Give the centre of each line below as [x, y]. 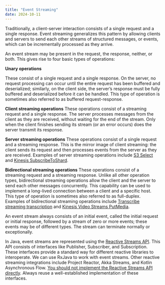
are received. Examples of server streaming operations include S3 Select [79, 155]
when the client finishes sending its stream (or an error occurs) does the [79, 124]
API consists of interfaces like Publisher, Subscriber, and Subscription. [76, 246]
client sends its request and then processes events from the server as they [81, 150]
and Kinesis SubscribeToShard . [37, 160]
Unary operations [23, 68]
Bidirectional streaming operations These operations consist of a [72, 170]
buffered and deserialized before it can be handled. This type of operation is [82, 94]
